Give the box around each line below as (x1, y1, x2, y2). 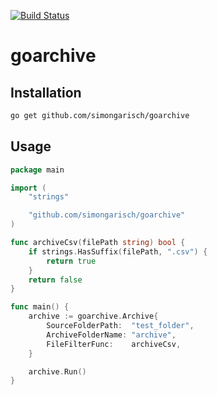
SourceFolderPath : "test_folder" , (46, 321, 195, 331)
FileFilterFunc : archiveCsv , (46, 339, 182, 349)
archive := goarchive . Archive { (28, 311, 159, 322)
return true (46, 256, 97, 266)
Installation (10, 84, 82, 101)
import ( (10, 183, 47, 193)
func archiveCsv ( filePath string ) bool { (10, 238, 186, 248)
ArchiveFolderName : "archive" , (46, 330, 177, 340)
